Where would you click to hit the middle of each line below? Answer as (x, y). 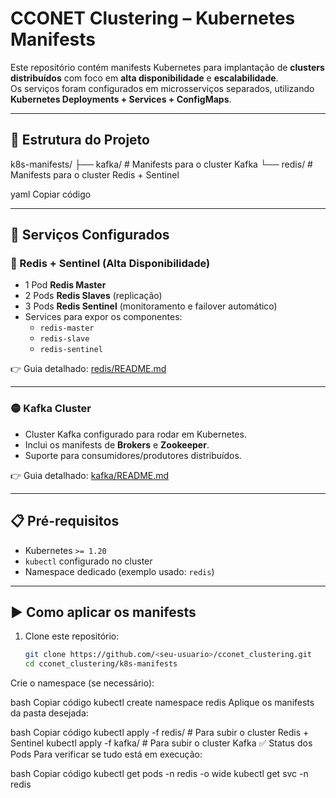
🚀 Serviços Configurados (90, 235)
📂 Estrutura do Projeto (80, 140)
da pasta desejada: (49, 713)
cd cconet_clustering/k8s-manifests (101, 664)
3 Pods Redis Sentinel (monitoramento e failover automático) (151, 306)
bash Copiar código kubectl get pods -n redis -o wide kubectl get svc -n (159, 774)
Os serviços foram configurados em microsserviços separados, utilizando (162, 88)
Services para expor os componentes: (103, 317)
